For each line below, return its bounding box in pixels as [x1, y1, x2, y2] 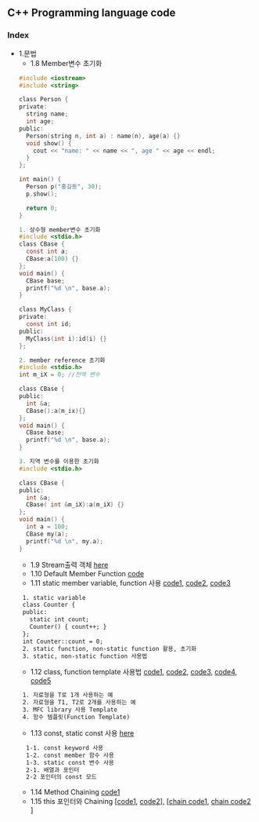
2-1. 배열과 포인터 [26, 765, 80, 774]
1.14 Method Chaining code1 [30, 787, 121, 797]
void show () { [26, 139, 72, 148]
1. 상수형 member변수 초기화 [18, 225, 101, 234]
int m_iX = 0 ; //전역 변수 [18, 371, 101, 379]
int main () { [18, 176, 62, 184]
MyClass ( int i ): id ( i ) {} [26, 334, 107, 342]
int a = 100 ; [26, 523, 69, 531]
